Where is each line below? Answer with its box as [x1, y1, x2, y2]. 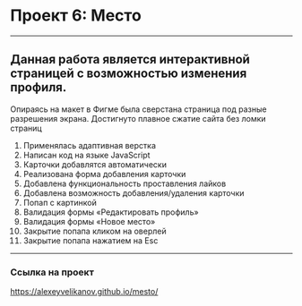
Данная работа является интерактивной [10, 52, 250, 67]
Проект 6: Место [10, 5, 142, 26]
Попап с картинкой [22, 197, 98, 208]
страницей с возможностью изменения [10, 66, 247, 81]
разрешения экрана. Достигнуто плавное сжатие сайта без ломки [10, 113, 267, 123]
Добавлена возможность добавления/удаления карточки [22, 187, 245, 198]
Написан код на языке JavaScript [22, 149, 151, 160]
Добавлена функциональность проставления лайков [22, 178, 227, 189]
